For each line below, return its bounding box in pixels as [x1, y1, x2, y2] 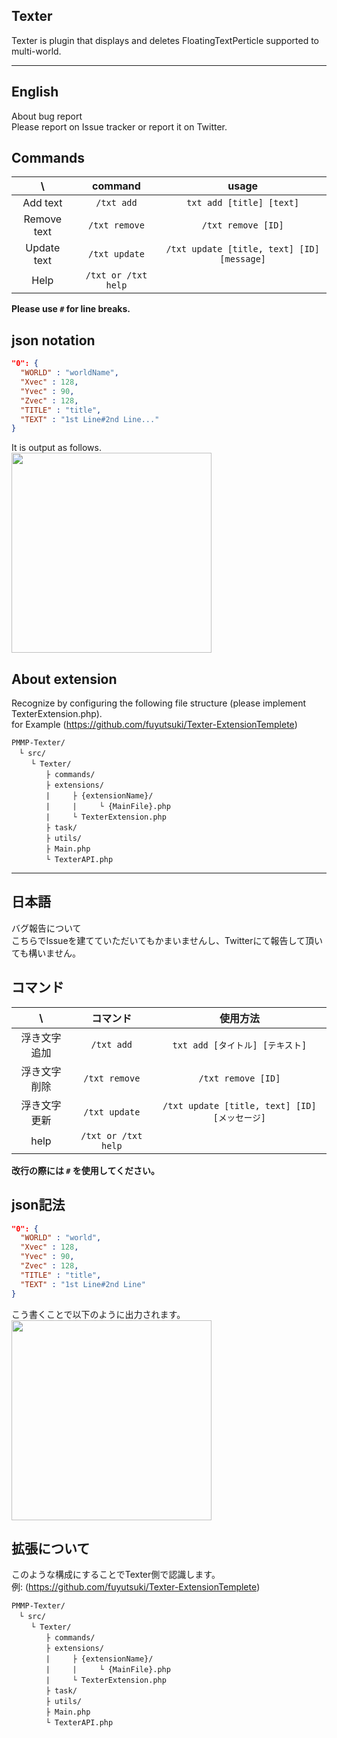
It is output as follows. [11, 442, 102, 454]
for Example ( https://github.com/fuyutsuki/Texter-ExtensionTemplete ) [11, 719, 298, 731]
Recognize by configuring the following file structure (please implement [11, 697, 307, 709]
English [11, 84, 59, 101]
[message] [219, 254, 267, 265]
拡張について [11, 1540, 91, 1557]
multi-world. [11, 45, 62, 57]
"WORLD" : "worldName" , [20, 368, 119, 378]
